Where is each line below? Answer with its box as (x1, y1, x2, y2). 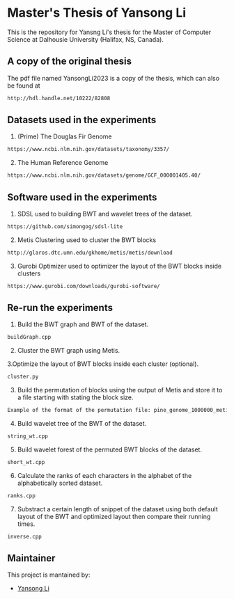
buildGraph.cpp (7, 334, 52, 341)
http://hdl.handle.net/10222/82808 (7, 95, 111, 102)
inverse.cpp (7, 533, 42, 540)
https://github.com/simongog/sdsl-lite (7, 223, 123, 230)
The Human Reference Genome (17, 159, 109, 167)
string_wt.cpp (7, 433, 49, 440)
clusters (17, 269, 41, 278)
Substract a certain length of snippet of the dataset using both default (17, 504, 218, 513)
